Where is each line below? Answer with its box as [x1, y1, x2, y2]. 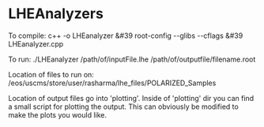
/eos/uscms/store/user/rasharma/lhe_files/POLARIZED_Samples [8, 78, 217, 88]
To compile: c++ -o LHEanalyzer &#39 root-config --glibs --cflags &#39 [8, 31, 243, 40]
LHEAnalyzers [8, 5, 104, 23]
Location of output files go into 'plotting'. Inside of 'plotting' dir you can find [8, 93, 255, 103]
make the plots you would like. [8, 110, 107, 119]
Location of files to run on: [8, 69, 95, 79]
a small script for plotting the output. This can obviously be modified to [8, 102, 239, 111]
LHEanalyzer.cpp [8, 39, 64, 48]
